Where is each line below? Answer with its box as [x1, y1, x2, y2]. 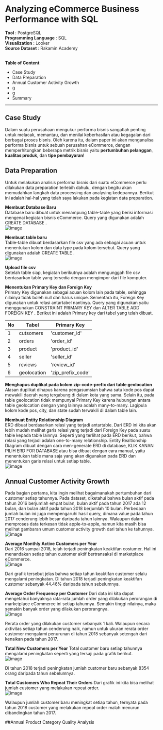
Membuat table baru [5, 234, 47, 240]
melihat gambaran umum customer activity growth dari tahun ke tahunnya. [5, 526, 154, 532]
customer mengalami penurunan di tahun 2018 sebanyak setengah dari [5, 631, 147, 637]
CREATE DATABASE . [5, 220, 47, 225]
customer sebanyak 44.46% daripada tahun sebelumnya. [5, 581, 120, 587]
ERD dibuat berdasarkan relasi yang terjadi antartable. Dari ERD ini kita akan [5, 422, 157, 428]
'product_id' [50, 345, 79, 352]
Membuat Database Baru [5, 204, 57, 210]
